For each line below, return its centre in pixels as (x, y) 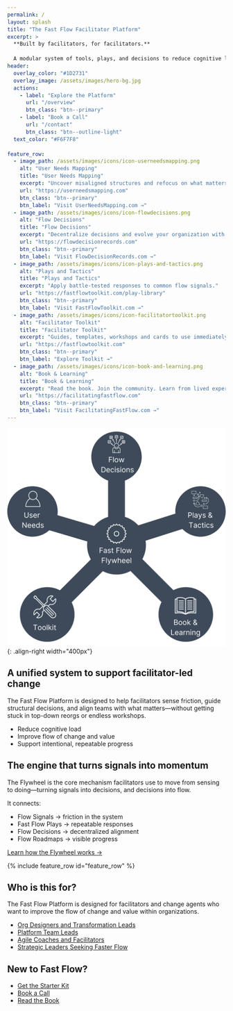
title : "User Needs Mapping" (62, 176)
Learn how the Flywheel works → (55, 852)
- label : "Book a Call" (54, 117)
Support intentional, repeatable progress (75, 743)
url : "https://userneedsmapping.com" (74, 190)
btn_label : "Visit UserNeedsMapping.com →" (84, 205)
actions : (26, 88)
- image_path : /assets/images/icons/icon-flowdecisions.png (102, 213)
